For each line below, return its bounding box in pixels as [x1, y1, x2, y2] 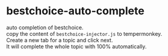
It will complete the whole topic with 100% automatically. [6, 43, 147, 50]
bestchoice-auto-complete [6, 4, 145, 18]
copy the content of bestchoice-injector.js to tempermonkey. [6, 30, 163, 37]
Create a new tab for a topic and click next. [6, 36, 113, 43]
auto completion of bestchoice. [6, 24, 84, 31]
